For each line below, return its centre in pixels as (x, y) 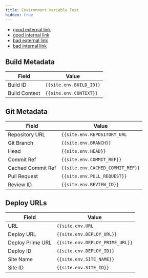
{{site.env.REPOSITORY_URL (94, 135)
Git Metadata (26, 112)
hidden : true (19, 15)
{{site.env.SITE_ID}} (83, 267)
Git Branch (20, 143)
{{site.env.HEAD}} (83, 151)
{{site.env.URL (75, 226)
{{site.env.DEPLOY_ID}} (86, 251)
